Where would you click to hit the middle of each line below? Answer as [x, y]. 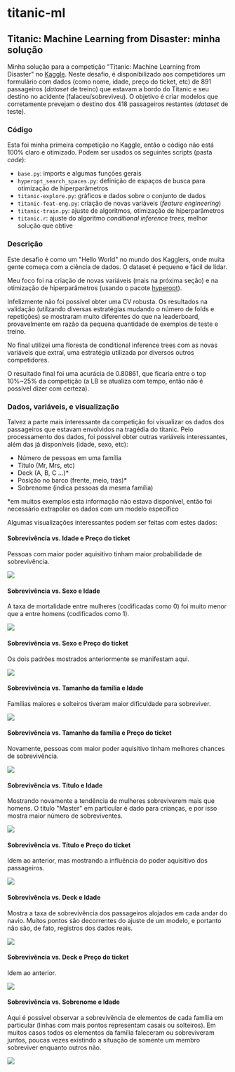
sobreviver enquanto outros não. [54, 1047]
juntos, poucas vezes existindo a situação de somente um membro [104, 1040]
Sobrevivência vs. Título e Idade [55, 785]
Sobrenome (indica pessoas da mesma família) [85, 488]
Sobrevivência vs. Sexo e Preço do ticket [68, 643]
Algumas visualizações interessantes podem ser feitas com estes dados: [112, 522]
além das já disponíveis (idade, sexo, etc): [68, 444]
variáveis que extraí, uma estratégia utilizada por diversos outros [101, 352]
